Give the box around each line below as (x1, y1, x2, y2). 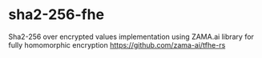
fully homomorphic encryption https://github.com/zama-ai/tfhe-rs (8, 40, 226, 49)
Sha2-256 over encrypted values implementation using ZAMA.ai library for (8, 32, 255, 41)
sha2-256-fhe (8, 6, 105, 24)
